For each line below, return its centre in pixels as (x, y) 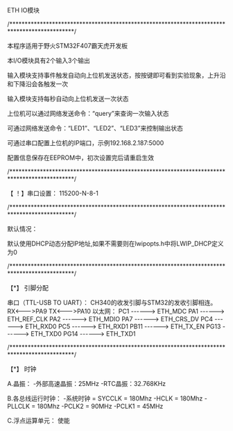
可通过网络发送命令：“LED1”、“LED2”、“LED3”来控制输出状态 (95, 128)
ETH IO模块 (24, 10)
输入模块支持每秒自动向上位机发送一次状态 (68, 99)
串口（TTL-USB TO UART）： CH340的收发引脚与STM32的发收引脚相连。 (112, 303)
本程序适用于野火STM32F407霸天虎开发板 (68, 46)
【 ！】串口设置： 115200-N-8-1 (53, 193)
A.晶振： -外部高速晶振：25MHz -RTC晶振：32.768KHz (87, 383)
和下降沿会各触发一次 (37, 84)
